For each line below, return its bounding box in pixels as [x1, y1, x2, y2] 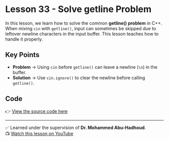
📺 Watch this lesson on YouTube [5, 130, 74, 136]
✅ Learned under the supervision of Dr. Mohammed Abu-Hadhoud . [5, 124, 146, 130]
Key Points [5, 51, 40, 59]
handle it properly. [5, 36, 43, 42]
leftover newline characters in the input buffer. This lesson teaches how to [5, 31, 159, 37]
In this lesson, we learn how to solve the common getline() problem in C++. [5, 20, 162, 26]
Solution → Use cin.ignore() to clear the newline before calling [12, 74, 145, 81]
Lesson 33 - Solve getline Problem [5, 4, 152, 15]
